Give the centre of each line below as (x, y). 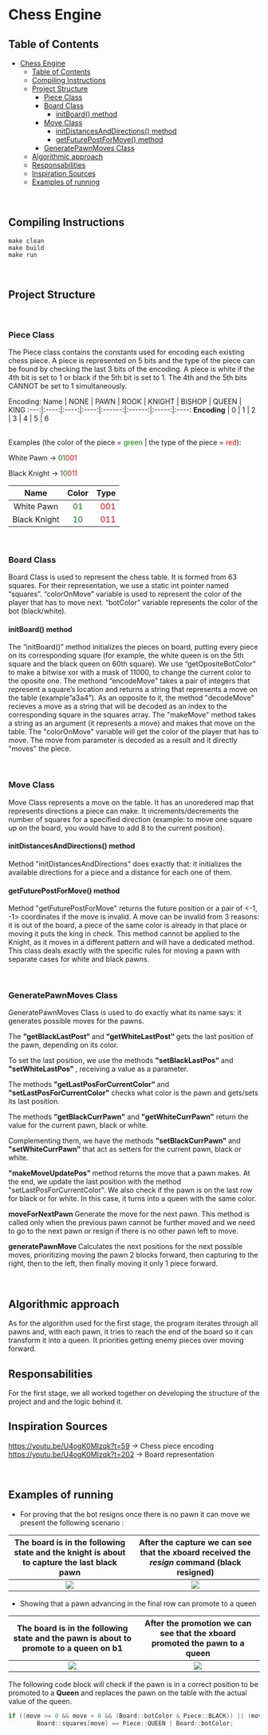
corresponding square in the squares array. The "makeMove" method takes (132, 715)
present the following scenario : (72, 1523)
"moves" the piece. (40, 749)
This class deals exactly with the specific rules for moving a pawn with (124, 950)
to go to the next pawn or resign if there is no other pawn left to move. (124, 1231)
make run (23, 255)
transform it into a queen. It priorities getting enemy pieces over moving (126, 1340)
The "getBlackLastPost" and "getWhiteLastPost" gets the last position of (131, 1037)
